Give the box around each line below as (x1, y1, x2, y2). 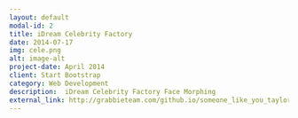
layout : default (9, 12, 69, 22)
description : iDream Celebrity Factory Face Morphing (9, 87, 216, 96)
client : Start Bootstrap (9, 71, 101, 80)
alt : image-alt (9, 54, 66, 63)
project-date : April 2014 (9, 63, 105, 72)
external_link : (9, 95, 66, 105)
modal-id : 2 (9, 21, 53, 30)
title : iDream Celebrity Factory (9, 29, 133, 38)
